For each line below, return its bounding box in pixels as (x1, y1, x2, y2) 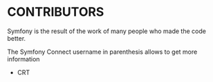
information (7, 54, 40, 63)
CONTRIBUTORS (7, 4, 104, 20)
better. (7, 34, 26, 42)
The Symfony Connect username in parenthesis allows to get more (7, 48, 198, 56)
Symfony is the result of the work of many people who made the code (7, 27, 206, 35)
